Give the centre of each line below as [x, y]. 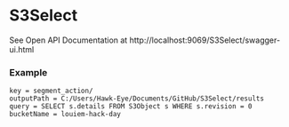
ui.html [22, 49]
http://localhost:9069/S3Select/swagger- [205, 40]
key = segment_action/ [51, 91]
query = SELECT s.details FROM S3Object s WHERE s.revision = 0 [131, 107]
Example [28, 72]
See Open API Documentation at [68, 40]
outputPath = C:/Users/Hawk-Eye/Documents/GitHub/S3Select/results [137, 99]
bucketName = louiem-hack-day [65, 115]
